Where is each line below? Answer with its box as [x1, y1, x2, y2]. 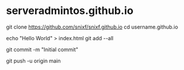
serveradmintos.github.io [6, 4, 134, 17]
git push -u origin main [6, 57, 61, 64]
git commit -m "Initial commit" [6, 45, 79, 53]
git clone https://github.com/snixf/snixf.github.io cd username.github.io [6, 23, 179, 30]
